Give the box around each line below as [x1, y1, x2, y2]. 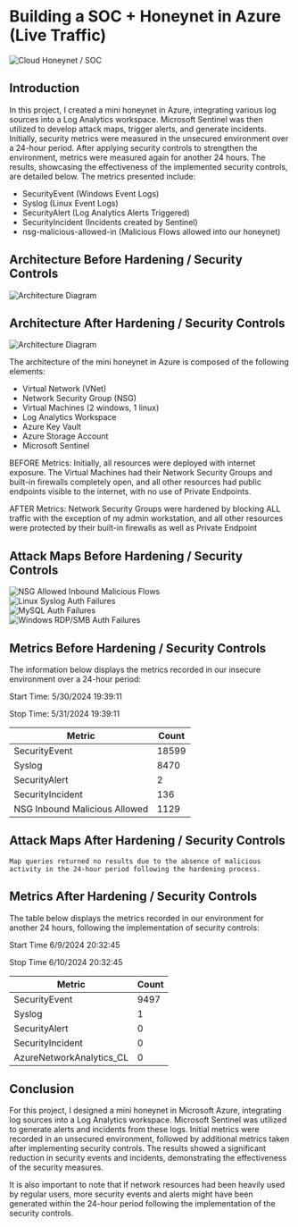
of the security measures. [9, 1162, 104, 1172]
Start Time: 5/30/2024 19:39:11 [9, 691, 123, 702]
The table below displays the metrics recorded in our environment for [9, 912, 265, 923]
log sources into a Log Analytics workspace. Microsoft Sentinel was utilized [9, 1114, 287, 1125]
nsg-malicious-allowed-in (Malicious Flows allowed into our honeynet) [21, 226, 281, 237]
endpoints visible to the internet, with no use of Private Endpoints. [9, 486, 252, 497]
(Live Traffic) [9, 25, 107, 46]
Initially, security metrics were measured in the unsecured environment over [9, 132, 289, 144]
